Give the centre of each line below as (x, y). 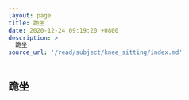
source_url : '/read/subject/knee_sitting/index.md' (95, 52)
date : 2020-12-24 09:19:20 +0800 (64, 30)
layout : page (30, 15)
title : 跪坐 (27, 23)
